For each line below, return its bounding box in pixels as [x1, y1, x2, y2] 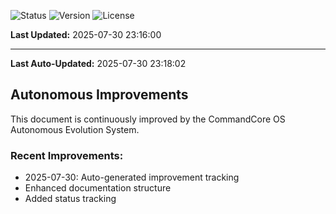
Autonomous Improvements [10, 86, 189, 104]
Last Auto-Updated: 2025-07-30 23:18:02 [10, 58, 187, 69]
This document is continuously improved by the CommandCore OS [10, 113, 286, 125]
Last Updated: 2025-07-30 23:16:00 [10, 29, 162, 40]
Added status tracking [24, 193, 117, 205]
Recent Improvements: [10, 148, 124, 162]
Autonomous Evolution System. [10, 123, 140, 135]
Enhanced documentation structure [24, 182, 172, 194]
